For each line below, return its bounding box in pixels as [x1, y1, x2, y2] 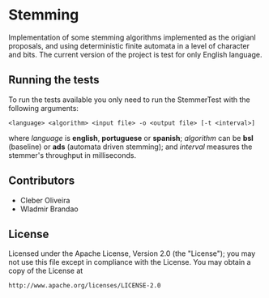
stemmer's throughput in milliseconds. [8, 150, 136, 160]
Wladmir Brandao [19, 204, 79, 214]
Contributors [8, 174, 75, 188]
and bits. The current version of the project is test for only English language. [8, 49, 263, 59]
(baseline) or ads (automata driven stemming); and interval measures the [8, 142, 253, 151]
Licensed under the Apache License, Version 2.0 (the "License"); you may [8, 249, 256, 258]
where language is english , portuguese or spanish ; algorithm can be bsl [8, 133, 254, 143]
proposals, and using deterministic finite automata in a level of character [8, 40, 250, 50]
